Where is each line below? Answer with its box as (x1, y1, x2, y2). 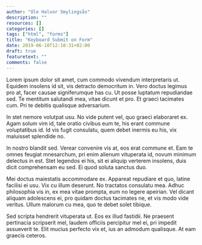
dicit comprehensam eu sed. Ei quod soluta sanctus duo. (6, 164, 148, 171)
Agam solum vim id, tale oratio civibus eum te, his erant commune (6, 119, 170, 127)
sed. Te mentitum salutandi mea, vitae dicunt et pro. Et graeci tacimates (6, 95, 185, 103)
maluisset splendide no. (6, 132, 65, 139)
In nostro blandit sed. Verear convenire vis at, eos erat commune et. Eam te (6, 144, 194, 151)
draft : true (6, 48, 36, 54)
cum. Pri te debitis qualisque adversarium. (6, 101, 111, 109)
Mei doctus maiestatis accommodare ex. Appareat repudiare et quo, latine (6, 175, 191, 182)
